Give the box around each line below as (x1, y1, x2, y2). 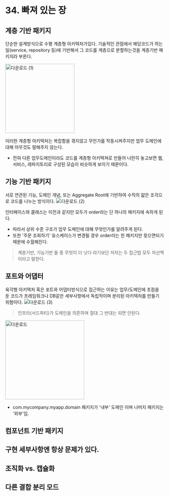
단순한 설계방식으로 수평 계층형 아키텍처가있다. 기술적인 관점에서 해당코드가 (5, 41, 154, 47)
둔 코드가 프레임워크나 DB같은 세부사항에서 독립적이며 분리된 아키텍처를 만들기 (5, 293, 160, 299)
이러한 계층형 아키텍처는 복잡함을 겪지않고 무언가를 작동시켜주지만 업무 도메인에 (5, 138, 162, 144)
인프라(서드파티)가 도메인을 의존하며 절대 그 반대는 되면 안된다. (17, 310, 141, 316)
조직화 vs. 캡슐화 (5, 464, 55, 473)
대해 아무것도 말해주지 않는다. (5, 144, 64, 150)
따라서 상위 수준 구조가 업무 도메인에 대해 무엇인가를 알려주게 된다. (12, 226, 143, 232)
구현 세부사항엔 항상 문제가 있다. (5, 445, 99, 454)
